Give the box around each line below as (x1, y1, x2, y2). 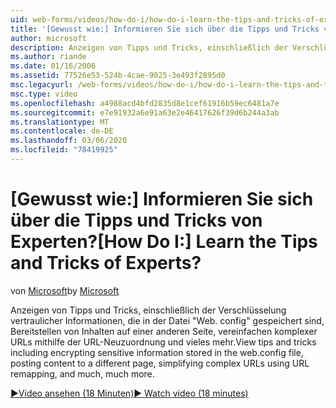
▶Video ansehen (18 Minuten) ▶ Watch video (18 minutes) (10, 387, 249, 399)
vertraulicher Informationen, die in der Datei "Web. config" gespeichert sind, (10, 314, 325, 326)
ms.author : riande (10, 52, 87, 62)
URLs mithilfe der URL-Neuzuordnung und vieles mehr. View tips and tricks (10, 336, 317, 348)
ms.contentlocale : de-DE (10, 126, 114, 136)
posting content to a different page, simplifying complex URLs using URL (10, 357, 310, 369)
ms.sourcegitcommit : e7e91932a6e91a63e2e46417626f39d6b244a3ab (10, 107, 280, 118)
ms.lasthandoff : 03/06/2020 (10, 136, 128, 146)
